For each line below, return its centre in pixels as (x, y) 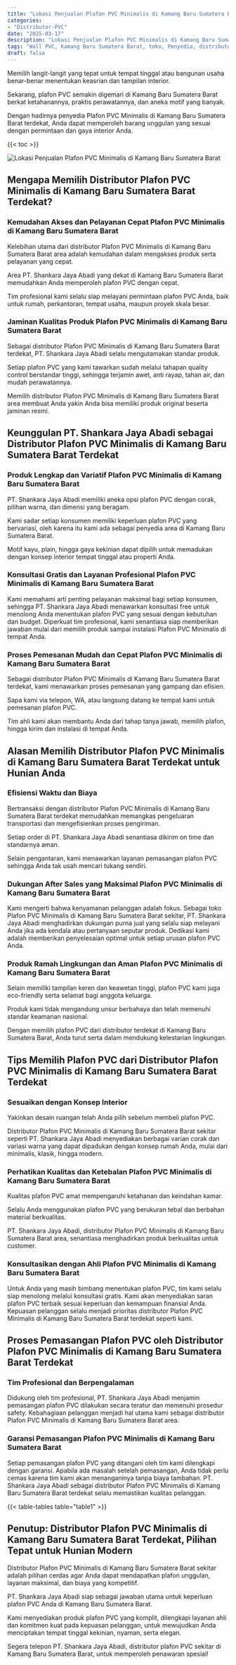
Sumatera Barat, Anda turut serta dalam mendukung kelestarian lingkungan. (117, 1038)
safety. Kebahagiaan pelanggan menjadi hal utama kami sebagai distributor (116, 1413)
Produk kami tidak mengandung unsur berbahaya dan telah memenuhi (109, 1009)
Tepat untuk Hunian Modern (70, 1551)
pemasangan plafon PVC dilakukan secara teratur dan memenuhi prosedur (115, 1405)
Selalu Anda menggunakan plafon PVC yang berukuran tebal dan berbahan (116, 1209)
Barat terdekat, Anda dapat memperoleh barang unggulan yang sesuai (109, 123)
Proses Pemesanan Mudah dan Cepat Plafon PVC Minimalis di (115, 654)
